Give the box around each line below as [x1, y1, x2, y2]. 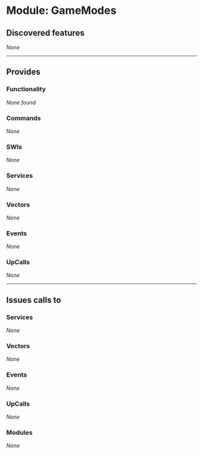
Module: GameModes [6, 4, 117, 18]
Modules [6, 428, 33, 436]
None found [6, 99, 36, 106]
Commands [6, 114, 41, 122]
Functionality [6, 85, 47, 94]
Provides [6, 67, 40, 77]
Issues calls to [6, 294, 62, 305]
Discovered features [6, 28, 85, 38]
